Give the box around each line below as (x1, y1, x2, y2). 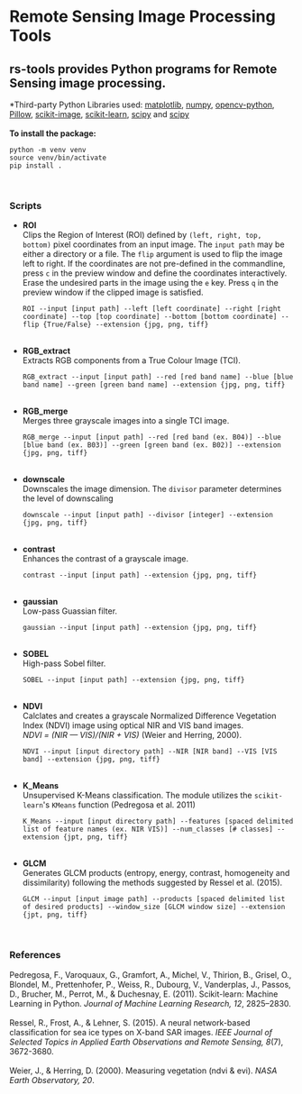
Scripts (9, 199, 42, 212)
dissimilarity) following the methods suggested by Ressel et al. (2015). (22, 877, 283, 889)
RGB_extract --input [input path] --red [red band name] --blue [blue (22, 372, 294, 382)
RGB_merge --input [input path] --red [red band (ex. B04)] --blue (22, 433, 281, 442)
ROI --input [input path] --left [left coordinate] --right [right (22, 305, 281, 314)
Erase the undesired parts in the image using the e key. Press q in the (22, 278, 279, 288)
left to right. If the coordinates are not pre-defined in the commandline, (22, 259, 286, 269)
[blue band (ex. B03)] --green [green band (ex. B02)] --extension (22, 441, 281, 450)
